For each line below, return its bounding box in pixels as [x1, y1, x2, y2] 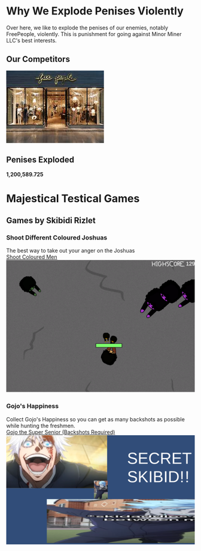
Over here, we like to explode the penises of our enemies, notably [6, 24, 169, 31]
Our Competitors [6, 54, 71, 64]
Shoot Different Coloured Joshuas [6, 233, 108, 242]
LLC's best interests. [6, 37, 57, 44]
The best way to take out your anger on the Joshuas [6, 247, 135, 254]
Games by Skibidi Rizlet [6, 215, 96, 226]
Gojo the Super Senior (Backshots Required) [6, 428, 115, 436]
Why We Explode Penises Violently [6, 4, 184, 18]
